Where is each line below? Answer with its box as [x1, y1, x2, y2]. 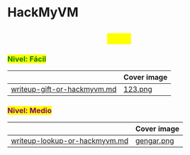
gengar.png [135, 136, 174, 146]
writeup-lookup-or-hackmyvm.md [11, 136, 129, 146]
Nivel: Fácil [7, 54, 47, 64]
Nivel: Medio [7, 105, 52, 115]
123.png [123, 84, 152, 94]
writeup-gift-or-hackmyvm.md [11, 84, 117, 94]
